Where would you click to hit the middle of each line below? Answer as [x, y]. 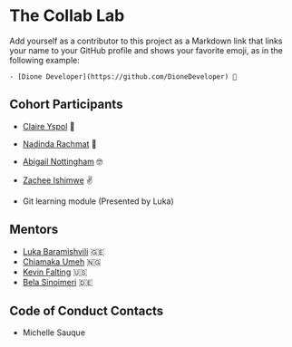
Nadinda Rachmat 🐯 [59, 144]
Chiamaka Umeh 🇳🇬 [62, 261]
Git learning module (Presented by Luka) [98, 201]
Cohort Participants [66, 105]
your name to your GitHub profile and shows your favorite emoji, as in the [146, 50]
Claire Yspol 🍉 [49, 126]
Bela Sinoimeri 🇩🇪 [58, 282]
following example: [44, 60]
